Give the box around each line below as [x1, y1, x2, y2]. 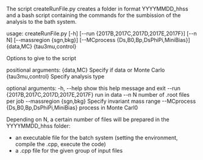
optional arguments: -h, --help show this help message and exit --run [6, 85, 181, 92]
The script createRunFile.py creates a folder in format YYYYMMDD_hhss [6, 5, 188, 12]
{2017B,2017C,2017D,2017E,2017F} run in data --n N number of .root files [6, 91, 190, 98]
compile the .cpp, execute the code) [15, 141, 107, 148]
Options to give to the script [6, 55, 76, 61]
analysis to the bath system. [6, 18, 77, 25]
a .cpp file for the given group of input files [15, 147, 123, 154]
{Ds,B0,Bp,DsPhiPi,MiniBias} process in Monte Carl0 [6, 104, 138, 111]
